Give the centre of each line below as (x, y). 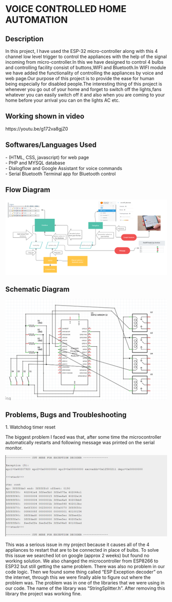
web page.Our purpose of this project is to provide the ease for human (80, 78)
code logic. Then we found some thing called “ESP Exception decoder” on (84, 572)
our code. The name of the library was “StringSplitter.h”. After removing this (85, 588)
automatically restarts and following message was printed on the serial (80, 443)
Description (24, 39)
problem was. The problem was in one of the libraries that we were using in (85, 583)
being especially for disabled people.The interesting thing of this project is (84, 84)
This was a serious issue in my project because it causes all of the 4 (78, 544)
